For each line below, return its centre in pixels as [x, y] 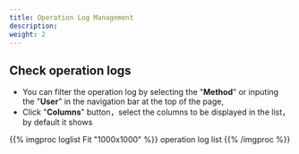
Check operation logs [70, 70]
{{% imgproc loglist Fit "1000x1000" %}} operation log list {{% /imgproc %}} [150, 140]
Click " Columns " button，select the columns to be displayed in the [146, 112]
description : [34, 26]
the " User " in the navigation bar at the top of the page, [123, 102]
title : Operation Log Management [72, 17]
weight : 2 [28, 34]
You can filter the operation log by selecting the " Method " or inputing [150, 92]
